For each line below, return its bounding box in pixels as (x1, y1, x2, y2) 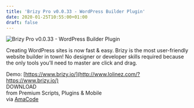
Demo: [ (6, 71, 26, 78)
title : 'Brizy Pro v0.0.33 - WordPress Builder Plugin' (6, 8, 145, 15)
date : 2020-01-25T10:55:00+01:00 (6, 14, 88, 20)
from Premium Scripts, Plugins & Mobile (6, 89, 102, 97)
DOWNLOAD (6, 83, 37, 90)
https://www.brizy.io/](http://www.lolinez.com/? (25, 71, 141, 78)
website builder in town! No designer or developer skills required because (6, 53, 185, 60)
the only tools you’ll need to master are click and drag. (6, 59, 138, 66)
